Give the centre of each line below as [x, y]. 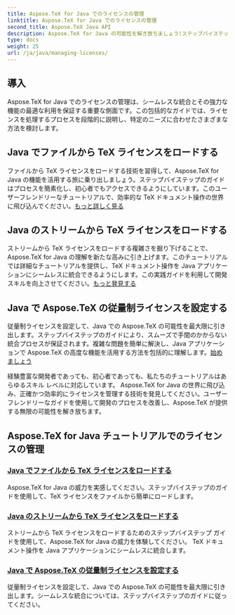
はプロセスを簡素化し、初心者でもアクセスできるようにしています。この [111, 188]
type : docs [23, 40]
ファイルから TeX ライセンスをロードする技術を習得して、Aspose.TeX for [113, 170]
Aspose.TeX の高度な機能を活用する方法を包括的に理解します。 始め [125, 353]
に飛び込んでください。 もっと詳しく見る [66, 205]
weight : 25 [23, 46]
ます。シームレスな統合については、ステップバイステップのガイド [114, 596]
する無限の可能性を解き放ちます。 [56, 412]
